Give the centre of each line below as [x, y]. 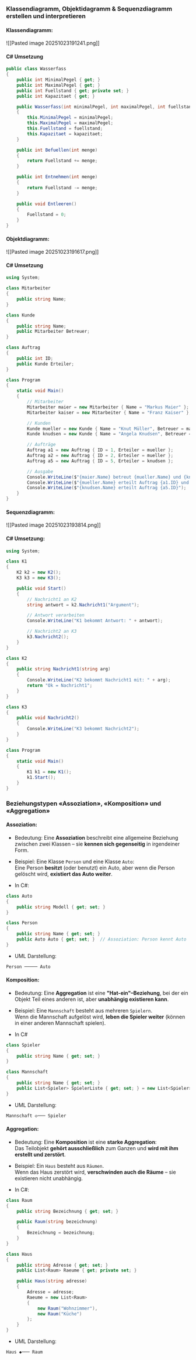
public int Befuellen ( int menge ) [57, 150]
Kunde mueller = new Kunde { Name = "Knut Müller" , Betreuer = [105, 429]
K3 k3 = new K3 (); [39, 578]
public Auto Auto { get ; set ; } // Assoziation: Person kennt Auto [101, 939]
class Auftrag [23, 347]
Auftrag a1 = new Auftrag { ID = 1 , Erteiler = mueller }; [100, 450]
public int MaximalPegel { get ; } [58, 85]
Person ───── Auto [28, 967]
